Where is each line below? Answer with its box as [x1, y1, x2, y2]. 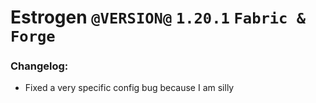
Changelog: [10, 59, 69, 73]
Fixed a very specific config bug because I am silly [24, 82, 235, 94]
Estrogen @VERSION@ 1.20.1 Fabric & [10, 6, 307, 29]
